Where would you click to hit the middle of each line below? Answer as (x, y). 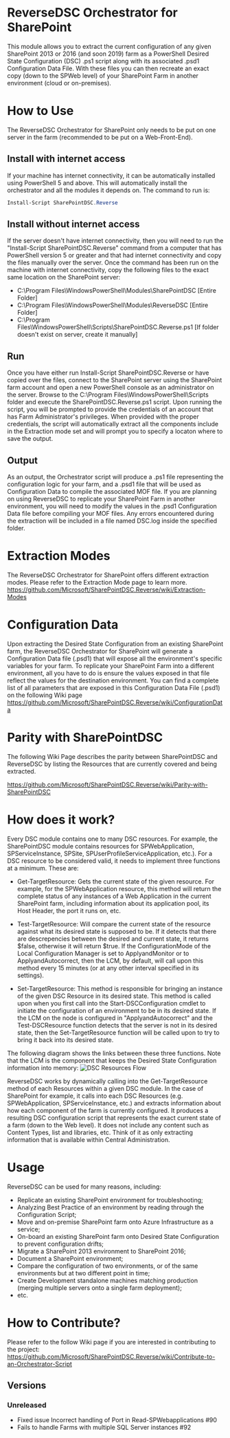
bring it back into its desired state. (65, 1040)
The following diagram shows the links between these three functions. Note (114, 1053)
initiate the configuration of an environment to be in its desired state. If (116, 1010)
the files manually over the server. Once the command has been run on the (113, 262)
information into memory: (43, 1067)
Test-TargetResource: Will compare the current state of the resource (114, 924)
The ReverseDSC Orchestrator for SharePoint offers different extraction (108, 575)
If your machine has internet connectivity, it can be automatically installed (111, 175)
